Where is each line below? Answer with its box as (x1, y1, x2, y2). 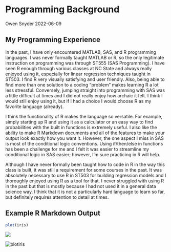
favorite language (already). (5, 103, 64, 110)
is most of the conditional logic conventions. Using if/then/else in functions (5, 140, 163, 146)
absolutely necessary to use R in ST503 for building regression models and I (5, 172, 166, 178)
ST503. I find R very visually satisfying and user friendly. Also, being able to (5, 76, 165, 82)
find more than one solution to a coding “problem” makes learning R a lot (5, 81, 159, 88)
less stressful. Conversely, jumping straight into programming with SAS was (5, 87, 165, 93)
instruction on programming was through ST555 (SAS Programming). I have (5, 60, 165, 66)
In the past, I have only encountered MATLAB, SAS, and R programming (5, 49, 156, 55)
